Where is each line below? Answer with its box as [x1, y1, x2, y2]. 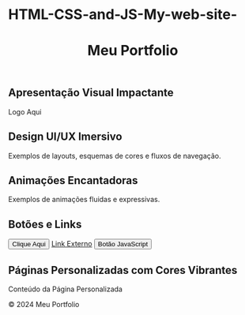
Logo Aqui [8, 107, 42, 116]
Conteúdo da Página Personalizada [8, 284, 122, 294]
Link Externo [51, 239, 92, 249]
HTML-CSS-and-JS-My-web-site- [8, 6, 238, 24]
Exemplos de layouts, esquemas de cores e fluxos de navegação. [8, 151, 221, 160]
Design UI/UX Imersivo [8, 130, 122, 144]
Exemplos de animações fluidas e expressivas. [8, 195, 160, 204]
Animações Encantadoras [8, 174, 138, 187]
